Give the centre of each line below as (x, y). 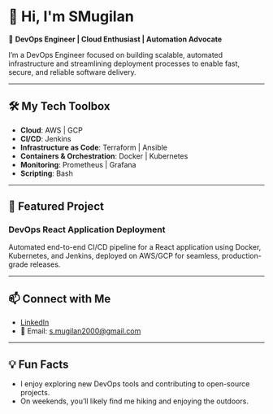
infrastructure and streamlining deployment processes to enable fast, (124, 63)
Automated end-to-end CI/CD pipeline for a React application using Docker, (135, 247)
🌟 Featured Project (56, 207)
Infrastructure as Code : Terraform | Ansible (94, 147)
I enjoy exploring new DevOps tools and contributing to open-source (135, 384)
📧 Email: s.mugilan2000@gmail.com (80, 331)
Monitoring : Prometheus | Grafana (78, 164)
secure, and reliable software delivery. (72, 72)
